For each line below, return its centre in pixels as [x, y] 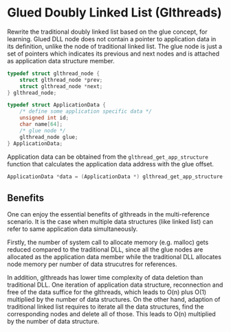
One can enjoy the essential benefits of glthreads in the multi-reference [108, 214]
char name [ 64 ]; [41, 124]
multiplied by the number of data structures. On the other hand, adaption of [114, 300]
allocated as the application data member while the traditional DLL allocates [114, 257]
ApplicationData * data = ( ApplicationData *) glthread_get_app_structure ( [117, 177]
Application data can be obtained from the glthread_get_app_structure [108, 157]
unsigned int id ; [44, 118]
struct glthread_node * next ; [61, 86]
